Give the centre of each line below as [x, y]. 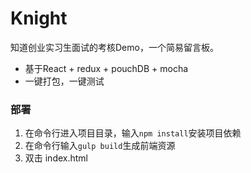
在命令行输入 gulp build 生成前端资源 [100, 146]
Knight [39, 18]
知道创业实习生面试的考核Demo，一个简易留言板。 [114, 47]
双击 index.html [56, 158]
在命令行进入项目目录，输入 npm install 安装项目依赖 [133, 133]
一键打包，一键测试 [64, 81]
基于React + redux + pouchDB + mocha [106, 68]
